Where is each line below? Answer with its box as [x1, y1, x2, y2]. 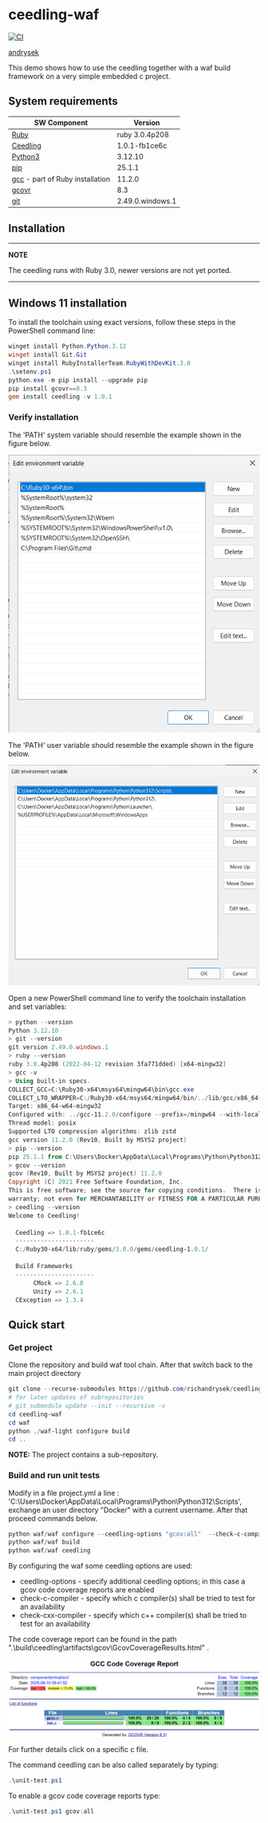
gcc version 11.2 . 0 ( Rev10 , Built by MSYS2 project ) [8, 1136, 187, 1144]
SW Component [33, 118, 89, 128]
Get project [8, 1342, 53, 1353]
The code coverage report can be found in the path [8, 1635, 177, 1644]
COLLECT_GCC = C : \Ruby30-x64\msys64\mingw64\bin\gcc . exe [8, 1085, 195, 1093]
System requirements [8, 94, 118, 109]
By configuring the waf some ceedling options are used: [8, 1561, 193, 1571]
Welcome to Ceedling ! [8, 1212, 81, 1220]
